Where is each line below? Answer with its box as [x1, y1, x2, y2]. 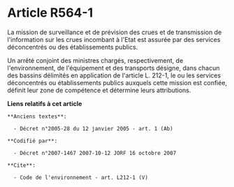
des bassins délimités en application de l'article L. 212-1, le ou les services [7, 71, 221, 80]
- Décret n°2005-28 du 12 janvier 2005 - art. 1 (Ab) [13, 125, 173, 132]
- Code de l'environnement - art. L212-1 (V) [13, 174, 149, 181]
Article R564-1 [7, 5, 94, 21]
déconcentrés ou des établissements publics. [7, 43, 138, 51]
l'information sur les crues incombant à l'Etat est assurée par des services [7, 35, 221, 43]
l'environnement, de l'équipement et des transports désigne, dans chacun [7, 63, 220, 72]
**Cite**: [7, 162, 36, 169]
